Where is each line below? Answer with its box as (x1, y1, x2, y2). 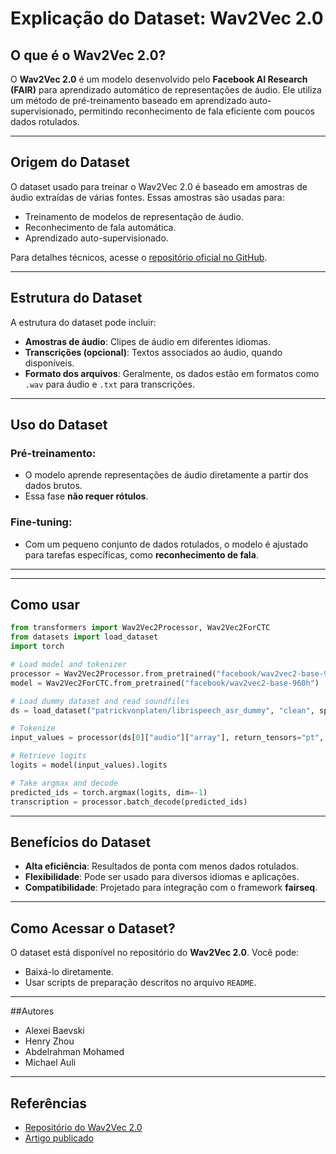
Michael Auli (24, 1057, 77, 1069)
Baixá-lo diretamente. (24, 966, 114, 978)
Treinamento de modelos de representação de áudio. (24, 210, 244, 222)
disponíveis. (24, 357, 75, 369)
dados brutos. (24, 480, 83, 492)
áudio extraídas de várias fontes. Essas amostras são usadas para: (10, 191, 285, 203)
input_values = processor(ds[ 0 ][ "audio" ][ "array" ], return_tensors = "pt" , (10, 733, 325, 743)
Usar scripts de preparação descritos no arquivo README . (24, 977, 257, 989)
